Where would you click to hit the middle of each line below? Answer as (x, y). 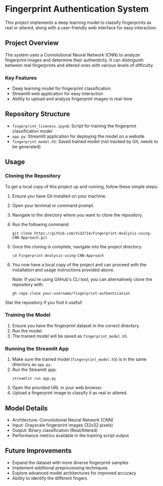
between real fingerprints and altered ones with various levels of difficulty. (80, 65)
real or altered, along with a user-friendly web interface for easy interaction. (81, 27)
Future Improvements (38, 451)
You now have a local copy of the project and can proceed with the (79, 264)
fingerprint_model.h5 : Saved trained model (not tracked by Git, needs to (85, 141)
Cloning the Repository (33, 176)
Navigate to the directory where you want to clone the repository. (78, 215)
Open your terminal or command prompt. (53, 205)
